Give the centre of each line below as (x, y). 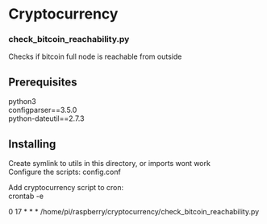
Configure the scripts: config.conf (65, 172)
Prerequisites (43, 82)
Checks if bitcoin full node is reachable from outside (95, 56)
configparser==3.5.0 (43, 110)
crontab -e (26, 196)
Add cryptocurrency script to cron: (66, 188)
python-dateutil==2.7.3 (46, 118)
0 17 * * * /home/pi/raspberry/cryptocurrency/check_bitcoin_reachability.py (134, 212)
